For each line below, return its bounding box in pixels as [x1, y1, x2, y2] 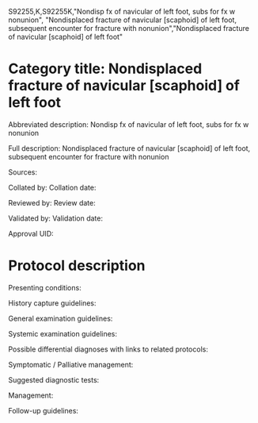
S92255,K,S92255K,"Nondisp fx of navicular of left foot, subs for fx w [8, 7, 236, 16]
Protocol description [8, 257, 146, 275]
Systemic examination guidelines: [8, 329, 117, 338]
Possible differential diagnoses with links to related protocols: [8, 344, 208, 354]
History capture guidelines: [8, 298, 97, 308]
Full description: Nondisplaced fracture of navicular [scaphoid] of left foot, [8, 143, 251, 153]
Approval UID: [8, 229, 54, 238]
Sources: [8, 167, 38, 177]
